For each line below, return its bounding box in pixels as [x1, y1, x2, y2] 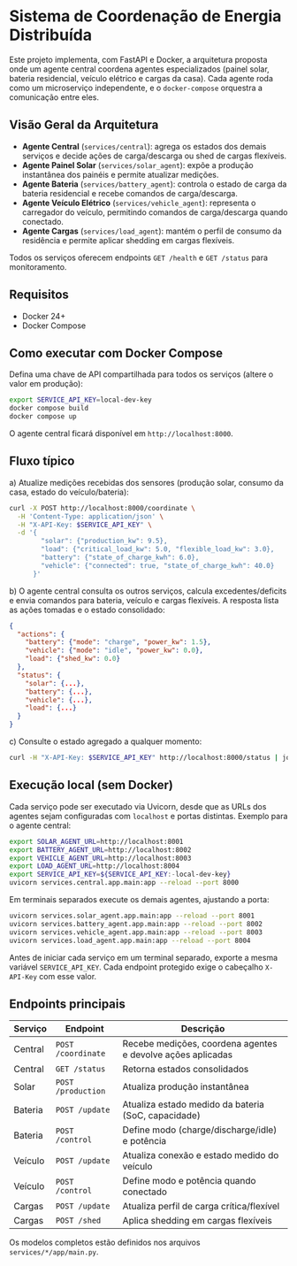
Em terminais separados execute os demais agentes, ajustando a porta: [9, 894, 270, 904]
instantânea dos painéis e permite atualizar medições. [21, 169, 219, 180]
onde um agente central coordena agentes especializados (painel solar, [9, 64, 270, 74]
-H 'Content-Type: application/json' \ [17, 511, 164, 521]
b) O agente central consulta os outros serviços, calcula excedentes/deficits [9, 586, 287, 596]
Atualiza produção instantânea [122, 1081, 249, 1093]
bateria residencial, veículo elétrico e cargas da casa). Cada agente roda [9, 73, 274, 83]
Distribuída [9, 25, 93, 45]
